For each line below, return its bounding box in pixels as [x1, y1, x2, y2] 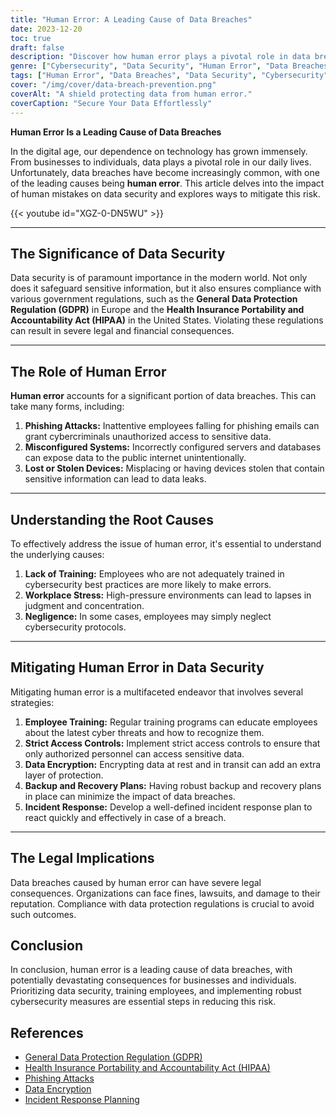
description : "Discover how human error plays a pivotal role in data [10, 52, 311, 62]
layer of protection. [24, 769, 104, 781]
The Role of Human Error [10, 363, 167, 380]
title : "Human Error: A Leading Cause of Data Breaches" [10, 14, 253, 25]
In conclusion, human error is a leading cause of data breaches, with [10, 964, 293, 976]
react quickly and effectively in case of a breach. [24, 811, 227, 823]
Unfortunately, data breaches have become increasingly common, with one [10, 166, 320, 178]
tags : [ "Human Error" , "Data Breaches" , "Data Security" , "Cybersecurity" [10, 71, 329, 81]
